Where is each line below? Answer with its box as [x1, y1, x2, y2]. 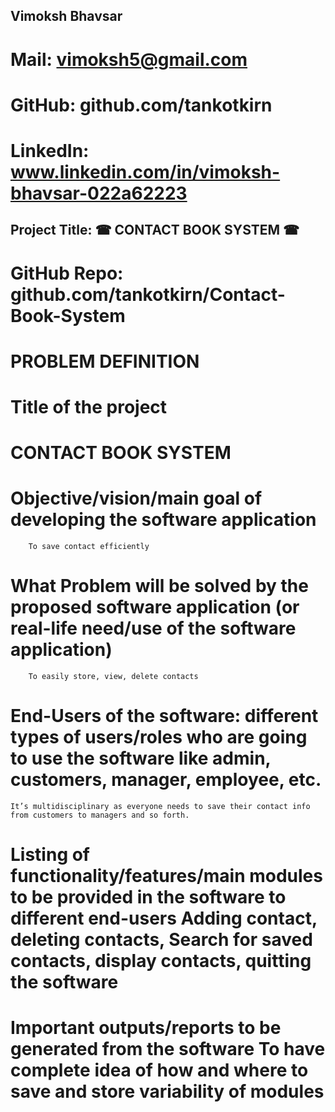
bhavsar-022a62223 [10, 182, 188, 204]
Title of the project [10, 395, 168, 418]
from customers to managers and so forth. [10, 810, 190, 820]
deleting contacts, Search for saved [10, 929, 313, 951]
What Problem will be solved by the [10, 575, 309, 598]
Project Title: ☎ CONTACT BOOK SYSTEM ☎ [10, 222, 300, 239]
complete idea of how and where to [10, 1059, 309, 1082]
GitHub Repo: [10, 262, 124, 284]
